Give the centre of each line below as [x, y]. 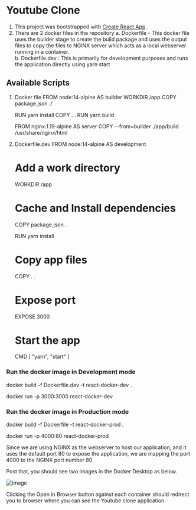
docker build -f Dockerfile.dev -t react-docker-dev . [69, 385]
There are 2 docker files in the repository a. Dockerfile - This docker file [102, 33]
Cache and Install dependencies [95, 208]
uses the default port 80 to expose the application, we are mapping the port [98, 454]
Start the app [48, 340]
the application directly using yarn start [62, 64]
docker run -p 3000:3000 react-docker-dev [60, 396]
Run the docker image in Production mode [68, 411]
